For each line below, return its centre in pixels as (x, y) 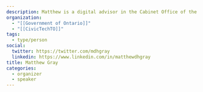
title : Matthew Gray (33, 62)
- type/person (29, 40)
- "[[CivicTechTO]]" (38, 29)
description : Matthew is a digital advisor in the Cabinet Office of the (102, 12)
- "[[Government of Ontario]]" (51, 23)
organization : (24, 18)
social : (16, 46)
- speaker (24, 79)
